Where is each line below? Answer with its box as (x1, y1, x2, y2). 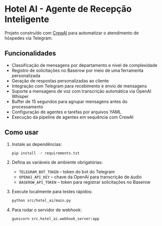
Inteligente (4, 14, 49, 25)
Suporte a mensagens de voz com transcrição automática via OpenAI (11, 88, 152, 94)
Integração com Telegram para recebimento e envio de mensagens (11, 83, 147, 89)
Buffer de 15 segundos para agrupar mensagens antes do (11, 99, 128, 104)
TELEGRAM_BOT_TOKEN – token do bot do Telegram (19, 169, 115, 175)
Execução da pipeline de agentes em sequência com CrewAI (11, 114, 134, 120)
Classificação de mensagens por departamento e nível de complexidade (11, 62, 158, 68)
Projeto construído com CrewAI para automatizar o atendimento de (4, 30, 139, 36)
